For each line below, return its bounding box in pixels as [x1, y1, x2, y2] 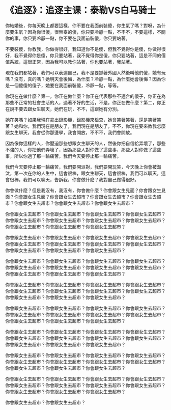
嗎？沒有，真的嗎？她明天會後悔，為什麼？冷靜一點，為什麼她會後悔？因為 [5, 76, 161, 82]
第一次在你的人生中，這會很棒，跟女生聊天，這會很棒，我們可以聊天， [14, 170, 161, 176]
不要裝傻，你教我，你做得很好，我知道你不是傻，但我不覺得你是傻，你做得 [5, 46, 161, 52]
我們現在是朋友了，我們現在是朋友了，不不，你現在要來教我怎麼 [32, 123, 166, 129]
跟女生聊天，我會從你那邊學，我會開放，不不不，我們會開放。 [5, 129, 135, 135]
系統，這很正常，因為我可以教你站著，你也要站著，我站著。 [9, 59, 135, 65]
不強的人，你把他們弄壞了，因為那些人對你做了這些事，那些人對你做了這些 [5, 146, 161, 153]
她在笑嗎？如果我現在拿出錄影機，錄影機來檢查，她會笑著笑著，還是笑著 [5, 117, 157, 123]
